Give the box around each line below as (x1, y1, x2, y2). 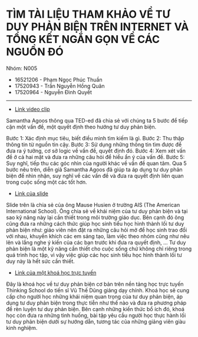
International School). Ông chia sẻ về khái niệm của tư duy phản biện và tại (6, 207, 188, 214)
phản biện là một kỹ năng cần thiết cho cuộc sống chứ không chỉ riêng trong (6, 245, 192, 252)
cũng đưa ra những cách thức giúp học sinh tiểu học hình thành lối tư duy (6, 220, 184, 227)
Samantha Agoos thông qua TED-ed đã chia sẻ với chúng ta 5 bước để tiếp (6, 117, 188, 124)
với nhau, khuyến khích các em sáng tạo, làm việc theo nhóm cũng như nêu (6, 232, 190, 240)
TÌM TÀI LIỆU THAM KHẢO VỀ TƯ (6, 8, 170, 21)
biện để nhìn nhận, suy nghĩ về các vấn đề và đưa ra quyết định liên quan (6, 172, 184, 179)
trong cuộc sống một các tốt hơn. (6, 179, 87, 186)
